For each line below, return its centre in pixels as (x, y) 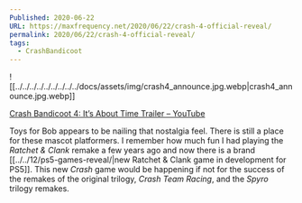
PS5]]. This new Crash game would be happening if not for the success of (147, 170)
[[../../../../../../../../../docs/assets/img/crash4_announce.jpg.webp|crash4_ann (151, 87)
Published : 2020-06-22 (52, 18)
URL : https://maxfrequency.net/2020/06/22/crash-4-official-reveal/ (141, 26)
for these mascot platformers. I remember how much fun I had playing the (146, 141)
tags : (19, 43)
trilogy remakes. (39, 189)
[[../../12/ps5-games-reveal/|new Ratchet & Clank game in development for (148, 160)
